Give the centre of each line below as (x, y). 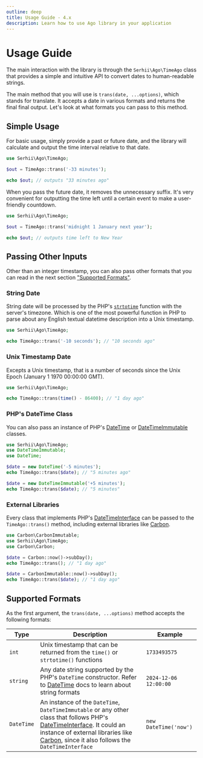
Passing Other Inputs (47, 256)
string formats (60, 692)
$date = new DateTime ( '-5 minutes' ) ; (54, 467)
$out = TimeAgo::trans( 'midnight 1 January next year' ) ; (79, 227)
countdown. (42, 205)
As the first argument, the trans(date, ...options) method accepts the (95, 613)
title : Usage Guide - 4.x (39, 18)
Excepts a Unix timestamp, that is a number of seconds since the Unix (93, 370)
